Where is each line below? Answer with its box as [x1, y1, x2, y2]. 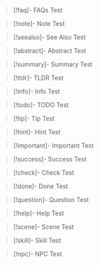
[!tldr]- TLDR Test [13, 73, 64, 82]
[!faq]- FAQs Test [13, 6, 63, 14]
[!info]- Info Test [13, 87, 61, 95]
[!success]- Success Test [13, 155, 87, 163]
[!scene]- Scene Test [13, 223, 74, 231]
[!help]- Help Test [13, 209, 64, 217]
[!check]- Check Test [13, 169, 75, 177]
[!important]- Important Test [13, 141, 94, 150]
